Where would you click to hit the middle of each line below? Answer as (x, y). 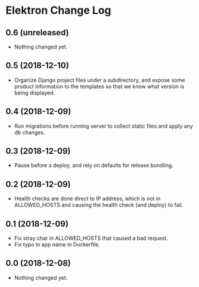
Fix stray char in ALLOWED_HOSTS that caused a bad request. (91, 238)
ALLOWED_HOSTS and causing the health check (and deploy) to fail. (99, 205)
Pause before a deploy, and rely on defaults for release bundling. (94, 166)
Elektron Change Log (58, 10)
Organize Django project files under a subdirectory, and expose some (99, 80)
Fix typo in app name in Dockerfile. (57, 245)
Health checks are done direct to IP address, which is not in (87, 199)
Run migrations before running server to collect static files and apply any (103, 126)
